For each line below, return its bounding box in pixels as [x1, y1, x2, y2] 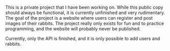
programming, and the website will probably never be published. [5, 26, 141, 32]
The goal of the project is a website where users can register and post [5, 15, 153, 21]
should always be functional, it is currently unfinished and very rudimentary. [5, 10, 165, 16]
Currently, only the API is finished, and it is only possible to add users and [5, 35, 160, 41]
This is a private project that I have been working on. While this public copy [5, 5, 163, 10]
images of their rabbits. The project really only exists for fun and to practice [5, 20, 164, 26]
